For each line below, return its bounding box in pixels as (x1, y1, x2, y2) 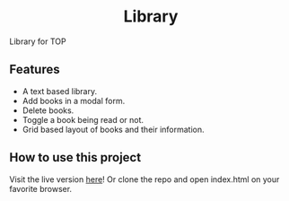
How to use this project (9, 150, 142, 165)
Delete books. (22, 105, 74, 116)
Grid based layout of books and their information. (22, 124, 205, 135)
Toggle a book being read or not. (22, 114, 144, 125)
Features (9, 62, 60, 77)
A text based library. (22, 85, 98, 96)
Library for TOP (9, 36, 66, 47)
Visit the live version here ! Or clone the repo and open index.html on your (9, 173, 280, 185)
